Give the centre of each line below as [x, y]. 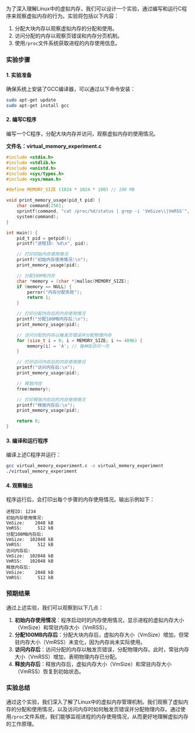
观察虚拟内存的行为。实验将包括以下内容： [67, 16]
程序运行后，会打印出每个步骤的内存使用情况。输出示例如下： [81, 499]
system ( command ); [38, 217]
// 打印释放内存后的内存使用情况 [51, 400]
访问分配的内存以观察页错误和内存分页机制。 [69, 36]
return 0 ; [29, 421]
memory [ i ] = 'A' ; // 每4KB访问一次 [68, 346]
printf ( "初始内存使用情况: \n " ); [53, 260]
